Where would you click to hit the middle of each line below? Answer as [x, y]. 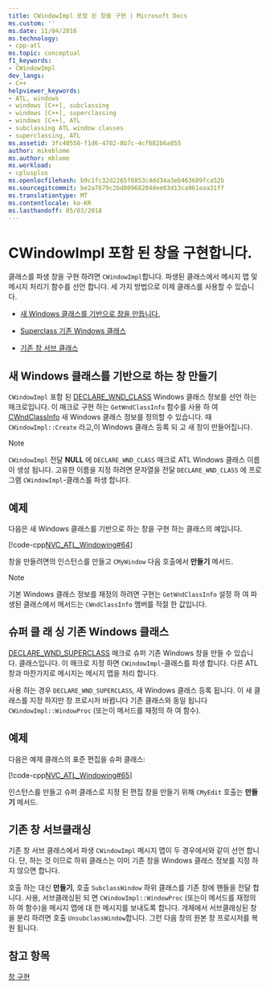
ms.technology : [34, 38]
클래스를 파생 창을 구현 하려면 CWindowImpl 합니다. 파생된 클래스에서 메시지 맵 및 [133, 277]
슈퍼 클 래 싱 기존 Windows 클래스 [89, 632]
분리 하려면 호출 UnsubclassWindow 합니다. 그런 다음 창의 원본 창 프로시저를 [133, 918]
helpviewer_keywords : [45, 91]
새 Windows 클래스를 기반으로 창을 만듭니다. [90, 314]
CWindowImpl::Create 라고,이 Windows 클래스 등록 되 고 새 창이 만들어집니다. [131, 427]
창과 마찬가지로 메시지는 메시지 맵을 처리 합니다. [84, 672]
